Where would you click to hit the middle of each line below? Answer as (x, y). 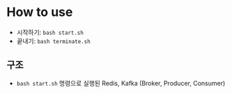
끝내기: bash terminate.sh (54, 41)
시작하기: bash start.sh (50, 32)
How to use (40, 12)
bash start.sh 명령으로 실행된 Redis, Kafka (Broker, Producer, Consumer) (121, 83)
